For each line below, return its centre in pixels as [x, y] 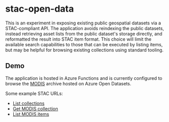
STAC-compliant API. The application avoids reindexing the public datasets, [85, 28]
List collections [29, 103]
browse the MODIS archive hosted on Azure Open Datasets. [68, 83]
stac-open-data [40, 9]
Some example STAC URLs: [34, 93]
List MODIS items [31, 114]
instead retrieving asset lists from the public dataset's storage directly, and [84, 34]
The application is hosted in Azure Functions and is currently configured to [84, 78]
